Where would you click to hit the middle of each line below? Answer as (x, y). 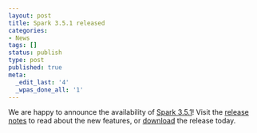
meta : (17, 75)
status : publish (35, 53)
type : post (26, 61)
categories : (28, 30)
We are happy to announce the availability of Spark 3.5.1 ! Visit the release (128, 112)
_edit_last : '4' (42, 82)
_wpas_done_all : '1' (49, 90)
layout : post (30, 16)
